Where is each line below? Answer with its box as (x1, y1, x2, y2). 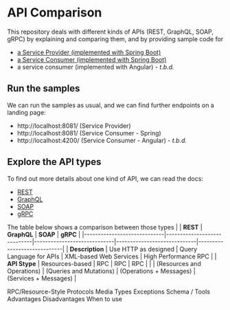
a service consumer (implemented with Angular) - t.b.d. (16, 63, 174, 71)
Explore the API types (7, 156, 102, 168)
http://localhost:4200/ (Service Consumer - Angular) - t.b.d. (16, 136, 187, 144)
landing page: (7, 108, 46, 116)
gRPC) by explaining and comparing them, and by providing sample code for (7, 34, 224, 43)
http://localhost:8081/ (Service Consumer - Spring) (16, 129, 161, 137)
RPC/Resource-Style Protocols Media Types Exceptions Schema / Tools (7, 287, 211, 296)
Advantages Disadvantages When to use (7, 294, 122, 303)
